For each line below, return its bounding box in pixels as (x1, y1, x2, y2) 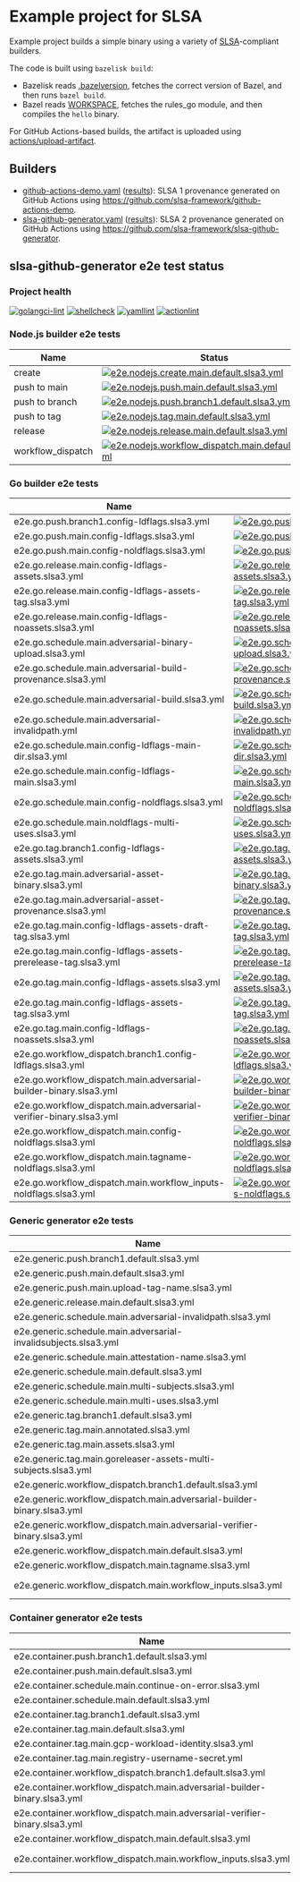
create (13, 366, 41, 379)
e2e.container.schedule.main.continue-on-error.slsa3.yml (13, 1679, 261, 1691)
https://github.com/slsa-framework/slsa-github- (102, 223, 279, 234)
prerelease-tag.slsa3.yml (13, 956, 121, 968)
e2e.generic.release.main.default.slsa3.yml (13, 1296, 195, 1308)
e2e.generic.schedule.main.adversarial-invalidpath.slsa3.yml (13, 1311, 271, 1324)
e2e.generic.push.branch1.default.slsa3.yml (13, 1253, 199, 1265)
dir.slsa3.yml (13, 750, 68, 762)
